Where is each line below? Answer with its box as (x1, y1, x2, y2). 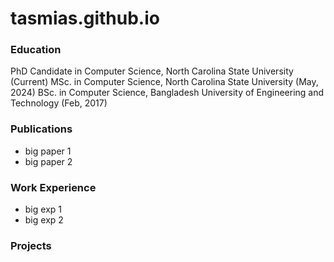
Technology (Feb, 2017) (10, 97, 108, 109)
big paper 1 (24, 145, 72, 157)
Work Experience (10, 180, 97, 194)
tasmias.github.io (10, 7, 160, 30)
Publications (10, 122, 73, 136)
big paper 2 (24, 155, 73, 167)
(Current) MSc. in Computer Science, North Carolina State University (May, (10, 76, 319, 88)
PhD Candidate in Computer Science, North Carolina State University (10, 65, 294, 77)
